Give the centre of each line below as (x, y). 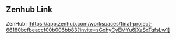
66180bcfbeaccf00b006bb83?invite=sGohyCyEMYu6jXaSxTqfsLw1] (88, 30)
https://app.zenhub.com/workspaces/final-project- (91, 23)
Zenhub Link (29, 10)
